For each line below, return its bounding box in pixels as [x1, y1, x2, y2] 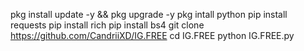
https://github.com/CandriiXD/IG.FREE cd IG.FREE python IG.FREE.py [10, 30, 295, 41]
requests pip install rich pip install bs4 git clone [10, 19, 205, 31]
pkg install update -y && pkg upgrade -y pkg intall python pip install [10, 9, 288, 20]
